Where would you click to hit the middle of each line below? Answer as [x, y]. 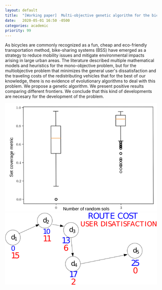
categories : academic [27, 26]
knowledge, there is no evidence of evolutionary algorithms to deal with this [80, 81]
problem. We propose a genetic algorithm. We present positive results [74, 86]
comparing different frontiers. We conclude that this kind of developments [79, 92]
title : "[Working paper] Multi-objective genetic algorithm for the [77, 15]
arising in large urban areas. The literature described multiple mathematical [80, 61]
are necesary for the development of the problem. [55, 96]
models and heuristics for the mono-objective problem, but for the [71, 66]
